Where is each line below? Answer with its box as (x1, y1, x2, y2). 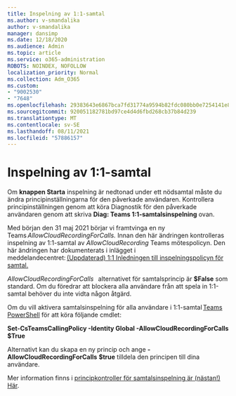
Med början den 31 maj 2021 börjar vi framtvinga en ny (7, 224, 166, 232)
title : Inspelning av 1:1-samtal (7, 10, 105, 18)
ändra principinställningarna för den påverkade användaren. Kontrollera (7, 195, 214, 204)
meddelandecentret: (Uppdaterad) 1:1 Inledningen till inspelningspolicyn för (7, 253, 223, 262)
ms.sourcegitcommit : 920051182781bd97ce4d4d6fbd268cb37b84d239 (7, 108, 197, 115)
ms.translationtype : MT (7, 114, 77, 121)
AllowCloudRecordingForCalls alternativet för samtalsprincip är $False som (7, 275, 228, 283)
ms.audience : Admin (7, 43, 65, 50)
